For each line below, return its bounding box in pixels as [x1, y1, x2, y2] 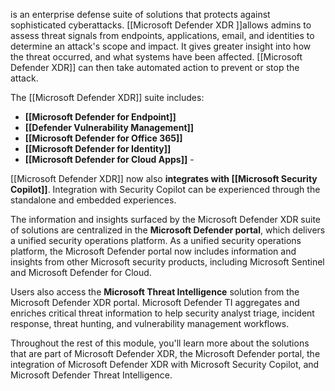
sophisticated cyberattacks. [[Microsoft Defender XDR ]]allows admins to [10, 19, 312, 31]
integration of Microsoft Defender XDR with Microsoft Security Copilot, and [10, 359, 320, 370]
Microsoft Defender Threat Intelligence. [10, 369, 173, 381]
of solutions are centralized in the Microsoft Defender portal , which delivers [10, 224, 326, 236]
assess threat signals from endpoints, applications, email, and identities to [10, 30, 315, 41]
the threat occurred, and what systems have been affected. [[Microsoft [10, 51, 303, 63]
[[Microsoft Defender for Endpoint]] [24, 111, 177, 123]
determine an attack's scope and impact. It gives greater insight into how [10, 40, 312, 52]
